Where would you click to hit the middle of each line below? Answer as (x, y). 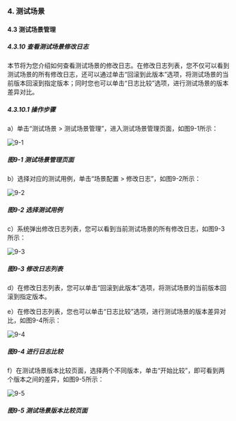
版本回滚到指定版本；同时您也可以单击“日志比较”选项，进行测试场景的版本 (121, 83)
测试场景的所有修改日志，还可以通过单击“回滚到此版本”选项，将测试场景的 (115, 75)
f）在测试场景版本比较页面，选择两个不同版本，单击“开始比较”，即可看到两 (116, 370)
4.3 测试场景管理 (32, 29)
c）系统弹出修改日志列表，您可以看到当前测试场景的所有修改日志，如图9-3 (116, 229)
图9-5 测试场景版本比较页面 (48, 410)
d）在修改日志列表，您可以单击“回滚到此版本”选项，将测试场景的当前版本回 (117, 288)
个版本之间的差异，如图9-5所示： (56, 379)
